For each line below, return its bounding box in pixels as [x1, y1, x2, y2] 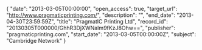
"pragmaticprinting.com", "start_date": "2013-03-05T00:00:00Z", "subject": [6, 31, 197, 38]
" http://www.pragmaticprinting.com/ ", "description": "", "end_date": [6, 11, 175, 19]
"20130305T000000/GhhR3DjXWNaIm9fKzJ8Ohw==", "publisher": [6, 24, 175, 31]
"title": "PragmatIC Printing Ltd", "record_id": [57, 18, 169, 25]
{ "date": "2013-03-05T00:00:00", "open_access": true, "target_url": [6, 5, 178, 12]
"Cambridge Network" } [6, 37, 66, 44]
